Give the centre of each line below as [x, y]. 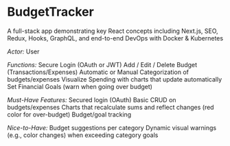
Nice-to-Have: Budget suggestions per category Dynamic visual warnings [112, 127]
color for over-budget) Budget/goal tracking [69, 114]
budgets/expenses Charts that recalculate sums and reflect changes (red [111, 107]
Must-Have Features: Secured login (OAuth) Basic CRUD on [92, 99]
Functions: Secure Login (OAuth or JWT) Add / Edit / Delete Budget [102, 64]
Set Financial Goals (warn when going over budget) [80, 86]
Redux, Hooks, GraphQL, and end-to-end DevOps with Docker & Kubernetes [115, 38]
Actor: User [23, 51]
